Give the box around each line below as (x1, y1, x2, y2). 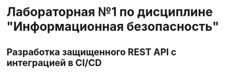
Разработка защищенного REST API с (6, 46, 177, 58)
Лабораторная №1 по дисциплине (6, 4, 213, 20)
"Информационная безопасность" (6, 19, 219, 34)
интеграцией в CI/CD (6, 56, 102, 69)
